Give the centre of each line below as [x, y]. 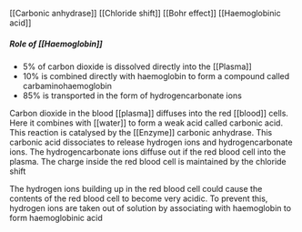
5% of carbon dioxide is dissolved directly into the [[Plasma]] [137, 66]
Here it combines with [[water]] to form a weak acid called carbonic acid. [146, 123]
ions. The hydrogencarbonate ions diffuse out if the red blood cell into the [148, 151]
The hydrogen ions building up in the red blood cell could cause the [136, 188]
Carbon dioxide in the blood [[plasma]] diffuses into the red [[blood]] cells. [149, 113]
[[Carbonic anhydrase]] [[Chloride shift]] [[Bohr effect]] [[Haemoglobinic [145, 13]
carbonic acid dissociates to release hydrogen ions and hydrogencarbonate [151, 142]
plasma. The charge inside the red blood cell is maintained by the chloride [148, 161]
